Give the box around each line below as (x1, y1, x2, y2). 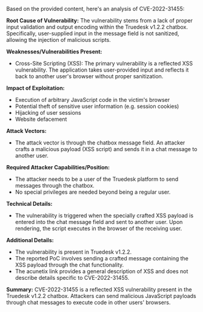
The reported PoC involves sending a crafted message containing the (15, 255, 189, 262)
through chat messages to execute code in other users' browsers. (6, 299, 171, 306)
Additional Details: (6, 237, 54, 243)
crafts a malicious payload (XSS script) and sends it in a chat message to (15, 146, 198, 152)
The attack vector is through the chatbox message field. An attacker (15, 139, 185, 146)
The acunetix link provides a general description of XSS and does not (15, 268, 188, 275)
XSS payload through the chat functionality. (15, 261, 124, 268)
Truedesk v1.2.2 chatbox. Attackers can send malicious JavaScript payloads (6, 293, 196, 299)
